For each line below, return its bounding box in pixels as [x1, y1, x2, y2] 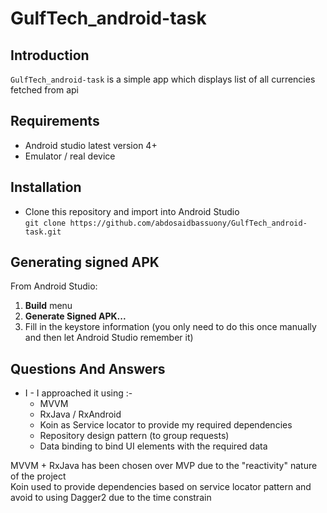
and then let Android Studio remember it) [24, 332, 194, 344]
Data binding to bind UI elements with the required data [39, 440, 268, 452]
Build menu [24, 300, 73, 312]
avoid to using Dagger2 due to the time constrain [10, 492, 212, 504]
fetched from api [10, 84, 79, 96]
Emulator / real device [24, 150, 116, 162]
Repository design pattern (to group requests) [39, 430, 230, 442]
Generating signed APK [10, 254, 160, 271]
